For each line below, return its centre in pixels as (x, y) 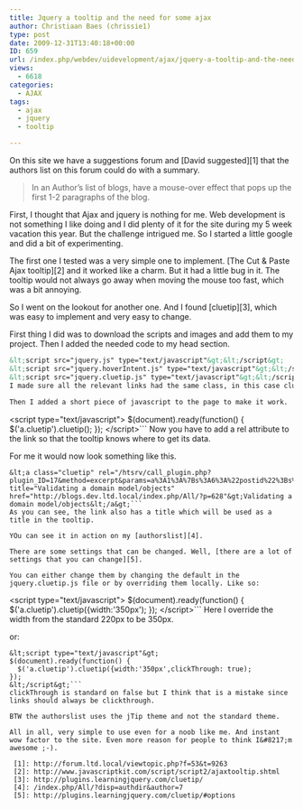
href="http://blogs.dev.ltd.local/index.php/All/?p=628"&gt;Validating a (151, 497)
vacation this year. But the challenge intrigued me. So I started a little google (151, 234)
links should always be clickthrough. (82, 701)
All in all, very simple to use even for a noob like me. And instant (145, 732)
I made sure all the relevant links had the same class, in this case (145, 386)
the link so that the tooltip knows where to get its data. (110, 439)
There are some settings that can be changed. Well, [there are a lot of (151, 552)
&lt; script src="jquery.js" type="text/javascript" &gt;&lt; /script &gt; (147, 360)
